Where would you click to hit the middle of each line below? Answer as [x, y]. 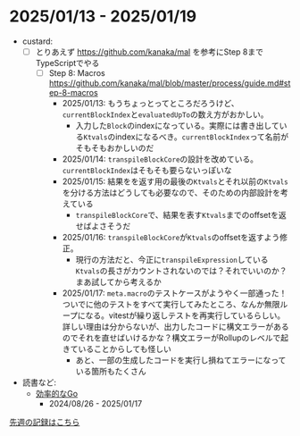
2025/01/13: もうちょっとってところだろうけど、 [150, 104]
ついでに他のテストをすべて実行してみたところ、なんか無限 [171, 305]
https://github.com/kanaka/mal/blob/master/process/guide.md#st [170, 83]
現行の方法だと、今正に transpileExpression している [172, 260]
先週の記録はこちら [45, 423]
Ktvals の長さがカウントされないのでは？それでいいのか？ [181, 271]
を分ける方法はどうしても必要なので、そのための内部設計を [171, 193]
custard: [37, 41]
